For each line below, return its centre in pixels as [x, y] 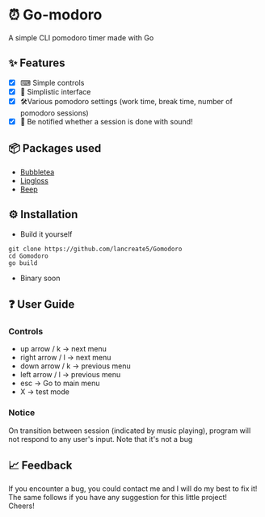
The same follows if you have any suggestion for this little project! [118, 498]
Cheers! [21, 506]
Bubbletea [37, 172]
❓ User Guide [42, 304]
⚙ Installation [43, 214]
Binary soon [40, 278]
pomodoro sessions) [54, 113]
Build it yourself [46, 234]
